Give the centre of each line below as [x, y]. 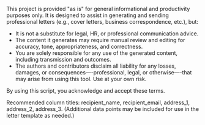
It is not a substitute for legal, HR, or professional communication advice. [107, 34]
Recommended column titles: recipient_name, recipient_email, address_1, [98, 102]
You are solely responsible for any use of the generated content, [96, 53]
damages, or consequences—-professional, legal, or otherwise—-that [103, 72]
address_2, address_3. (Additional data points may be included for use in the [103, 109]
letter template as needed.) [40, 116]
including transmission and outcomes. [63, 59]
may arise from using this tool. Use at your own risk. [81, 79]
